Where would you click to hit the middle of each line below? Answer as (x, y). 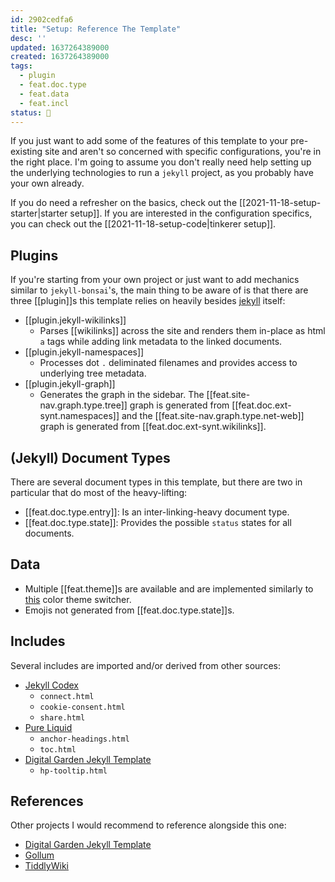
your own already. (47, 183)
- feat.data (44, 94)
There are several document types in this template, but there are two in (156, 482)
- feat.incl (44, 103)
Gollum (39, 855)
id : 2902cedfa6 (42, 19)
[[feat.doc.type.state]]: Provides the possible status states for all (158, 522)
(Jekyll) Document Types (90, 457)
